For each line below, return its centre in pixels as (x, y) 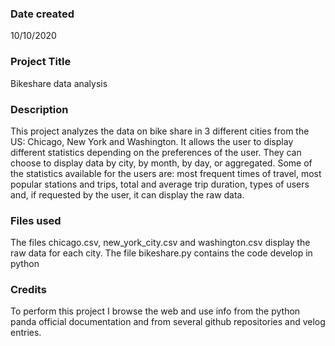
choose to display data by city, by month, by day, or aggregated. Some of (161, 163)
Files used (36, 220)
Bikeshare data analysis (59, 83)
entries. (26, 333)
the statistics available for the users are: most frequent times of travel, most (166, 173)
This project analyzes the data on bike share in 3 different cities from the (160, 131)
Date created (42, 14)
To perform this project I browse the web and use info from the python (155, 311)
